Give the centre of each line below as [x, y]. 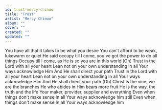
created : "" [17, 32]
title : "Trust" [21, 14]
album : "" [15, 23]
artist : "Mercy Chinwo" [29, 18]
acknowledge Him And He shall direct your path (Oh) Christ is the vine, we [80, 81]
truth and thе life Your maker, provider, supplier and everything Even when [80, 92]
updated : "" [17, 37]
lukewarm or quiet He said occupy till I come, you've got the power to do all [81, 55]
